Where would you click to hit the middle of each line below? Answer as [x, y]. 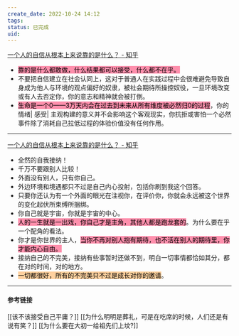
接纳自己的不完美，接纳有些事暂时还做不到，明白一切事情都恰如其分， [121, 258]
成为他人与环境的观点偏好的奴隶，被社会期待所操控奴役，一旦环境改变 [127, 88]
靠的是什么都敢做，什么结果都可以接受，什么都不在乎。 [99, 70]
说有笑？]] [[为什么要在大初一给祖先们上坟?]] [73, 326]
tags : [15, 21]
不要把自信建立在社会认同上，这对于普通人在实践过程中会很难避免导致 [121, 79]
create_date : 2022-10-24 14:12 [54, 14]
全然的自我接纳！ [43, 160]
